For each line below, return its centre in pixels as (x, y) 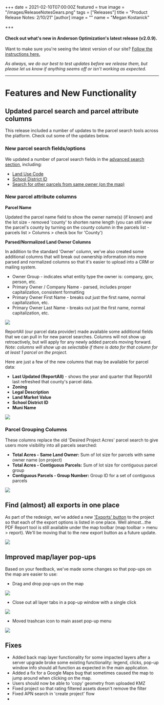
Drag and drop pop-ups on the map (48, 583)
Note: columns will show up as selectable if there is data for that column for (81, 347)
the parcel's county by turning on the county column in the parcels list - (77, 227)
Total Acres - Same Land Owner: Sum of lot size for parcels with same (83, 455)
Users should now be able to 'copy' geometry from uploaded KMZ (79, 683)
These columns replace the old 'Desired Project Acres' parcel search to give (82, 440)
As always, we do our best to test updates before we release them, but (76, 64)
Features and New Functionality (71, 93)
